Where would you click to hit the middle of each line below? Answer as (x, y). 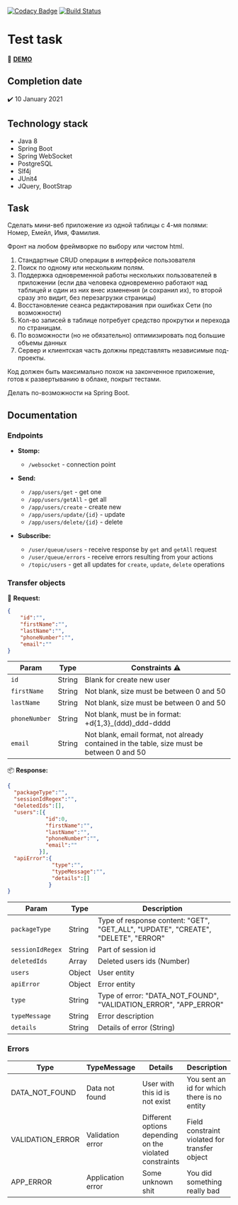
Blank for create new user (127, 680)
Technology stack (48, 124)
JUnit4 (27, 178)
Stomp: (29, 451)
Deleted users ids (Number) (144, 961)
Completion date (45, 81)
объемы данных (42, 343)
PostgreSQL (35, 164)
